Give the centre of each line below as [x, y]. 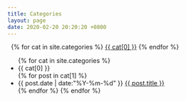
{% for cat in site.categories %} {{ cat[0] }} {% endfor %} [95, 47]
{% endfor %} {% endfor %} [59, 91]
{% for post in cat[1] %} [52, 76]
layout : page [27, 20]
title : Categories [35, 14]
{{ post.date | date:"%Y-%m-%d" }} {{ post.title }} [91, 83]
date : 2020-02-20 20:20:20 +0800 [57, 27]
